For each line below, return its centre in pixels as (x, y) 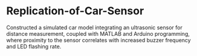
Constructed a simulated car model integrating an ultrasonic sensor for (94, 27)
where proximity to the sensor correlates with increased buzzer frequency (99, 40)
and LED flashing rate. (34, 46)
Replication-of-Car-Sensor (75, 11)
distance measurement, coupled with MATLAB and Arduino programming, (98, 33)
